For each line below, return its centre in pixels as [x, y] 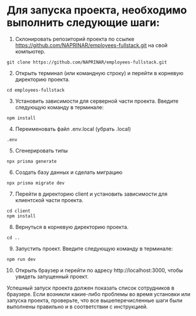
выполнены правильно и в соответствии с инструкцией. [77, 307]
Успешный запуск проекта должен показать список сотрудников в [91, 288]
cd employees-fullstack [36, 90]
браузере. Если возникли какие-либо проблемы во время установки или [99, 294]
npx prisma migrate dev [36, 183]
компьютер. [30, 51]
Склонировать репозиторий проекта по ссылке [75, 39]
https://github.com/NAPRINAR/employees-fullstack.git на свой [91, 45]
